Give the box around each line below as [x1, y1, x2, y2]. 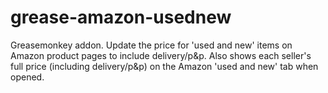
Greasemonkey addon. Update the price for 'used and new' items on [10, 39, 293, 51]
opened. [10, 71, 45, 83]
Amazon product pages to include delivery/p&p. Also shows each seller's [10, 49, 312, 61]
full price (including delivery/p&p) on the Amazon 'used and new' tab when [10, 60, 319, 72]
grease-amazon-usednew [10, 6, 232, 29]
